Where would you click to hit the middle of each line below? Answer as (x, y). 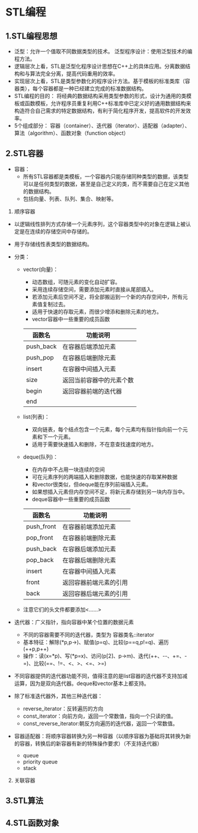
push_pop (40, 357)
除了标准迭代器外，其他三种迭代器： (58, 696)
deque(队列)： (41, 457)
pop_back (40, 560)
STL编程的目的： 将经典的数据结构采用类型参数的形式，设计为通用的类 (100, 96)
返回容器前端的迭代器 (92, 391)
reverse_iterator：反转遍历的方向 (63, 708)
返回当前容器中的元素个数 (98, 380)
